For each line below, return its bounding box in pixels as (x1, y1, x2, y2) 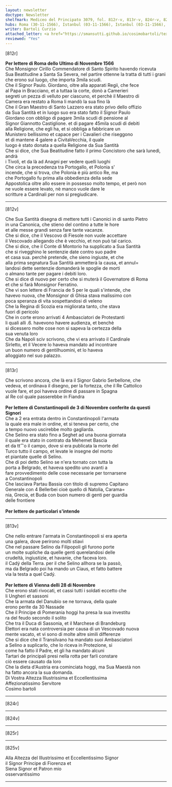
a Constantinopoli (5, 475, 42, 481)
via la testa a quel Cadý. (5, 571, 56, 577)
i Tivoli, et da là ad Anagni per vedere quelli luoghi (5, 158, 111, 164)
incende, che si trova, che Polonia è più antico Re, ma (5, 169, 118, 175)
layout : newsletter (5, 7, 47, 13)
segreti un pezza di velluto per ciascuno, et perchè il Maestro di (5, 93, 140, 99)
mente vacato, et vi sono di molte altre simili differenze (5, 631, 121, 637)
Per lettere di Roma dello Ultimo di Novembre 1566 (5, 60, 114, 66)
